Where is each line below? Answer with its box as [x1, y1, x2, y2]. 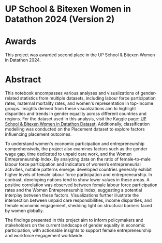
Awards [5, 36, 37, 47]
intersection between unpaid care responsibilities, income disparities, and [5, 197, 152, 203]
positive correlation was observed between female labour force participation [5, 182, 158, 188]
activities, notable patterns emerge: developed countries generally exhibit [5, 166, 152, 173]
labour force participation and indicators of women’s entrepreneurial [5, 162, 141, 167]
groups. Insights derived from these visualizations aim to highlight [5, 106, 136, 112]
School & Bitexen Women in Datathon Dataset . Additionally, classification [5, 121, 150, 127]
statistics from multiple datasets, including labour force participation [20, 96, 156, 101]
